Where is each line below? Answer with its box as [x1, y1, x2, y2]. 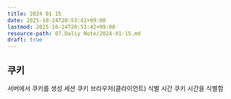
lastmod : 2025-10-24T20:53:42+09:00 [7, 23, 115, 30]
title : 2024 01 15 [7, 10, 62, 18]
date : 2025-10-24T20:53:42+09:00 [7, 17, 106, 24]
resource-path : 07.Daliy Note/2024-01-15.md [7, 29, 141, 37]
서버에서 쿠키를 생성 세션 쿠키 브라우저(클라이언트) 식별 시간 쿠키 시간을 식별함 [7, 84, 224, 92]
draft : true [7, 37, 43, 44]
